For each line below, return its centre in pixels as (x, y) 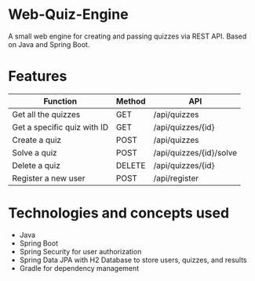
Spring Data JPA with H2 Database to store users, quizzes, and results (133, 260)
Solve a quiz (35, 152)
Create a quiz (36, 140)
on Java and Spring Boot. (49, 44)
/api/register (176, 178)
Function (60, 101)
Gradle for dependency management (79, 268)
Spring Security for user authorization (80, 251)
